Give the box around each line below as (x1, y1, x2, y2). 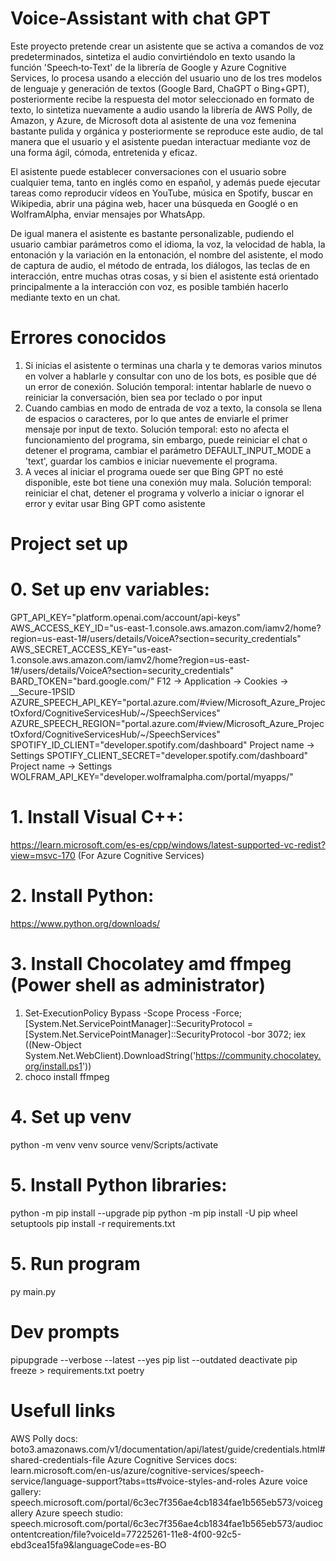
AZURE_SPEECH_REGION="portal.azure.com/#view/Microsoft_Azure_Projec (10, 718, 325, 729)
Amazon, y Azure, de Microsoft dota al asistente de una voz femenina (10, 114, 297, 126)
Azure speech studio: (35, 1507, 124, 1519)
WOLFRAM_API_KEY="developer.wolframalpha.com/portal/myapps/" (10, 771, 294, 782)
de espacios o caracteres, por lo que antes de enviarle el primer (24, 412, 289, 424)
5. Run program (10, 1252, 141, 1275)
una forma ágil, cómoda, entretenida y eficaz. (10, 146, 198, 158)
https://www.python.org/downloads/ (10, 917, 161, 929)
